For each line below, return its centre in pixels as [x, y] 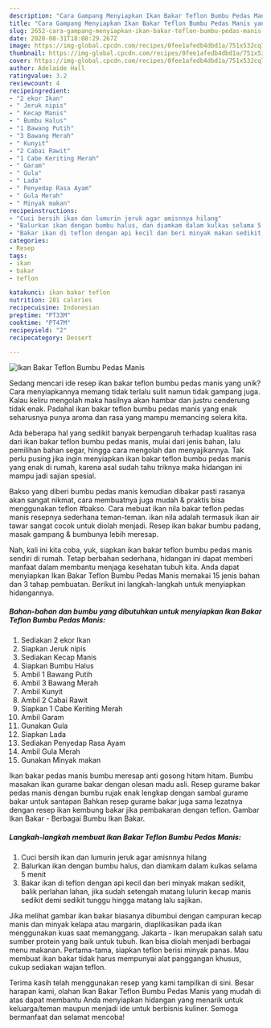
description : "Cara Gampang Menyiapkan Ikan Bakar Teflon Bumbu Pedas [130, 16]
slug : [18, 31]
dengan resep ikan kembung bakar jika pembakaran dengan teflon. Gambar [134, 810]
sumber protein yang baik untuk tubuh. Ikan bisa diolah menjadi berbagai [130, 942]
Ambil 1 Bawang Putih [57, 675]
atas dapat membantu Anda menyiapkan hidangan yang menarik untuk [126, 1000]
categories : [29, 241]
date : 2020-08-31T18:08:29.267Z [63, 38]
